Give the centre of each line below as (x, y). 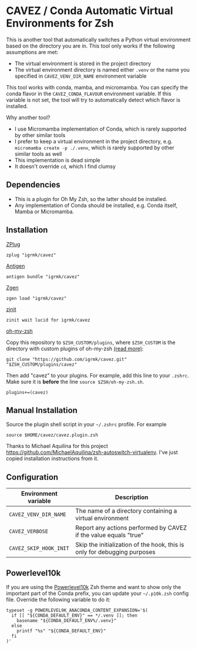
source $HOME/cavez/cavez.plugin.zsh (52, 435)
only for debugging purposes (116, 552)
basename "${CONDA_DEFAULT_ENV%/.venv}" (67, 621)
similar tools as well (38, 153)
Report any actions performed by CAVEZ (131, 528)
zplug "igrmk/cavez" (31, 255)
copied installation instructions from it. (52, 459)
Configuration (32, 477)
